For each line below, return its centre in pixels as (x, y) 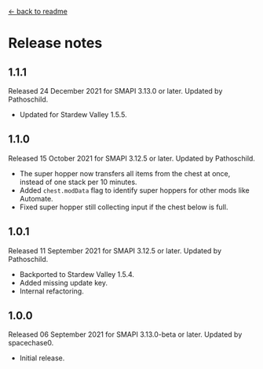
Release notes (55, 43)
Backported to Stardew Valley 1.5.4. (77, 274)
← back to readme (38, 11)
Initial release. (42, 358)
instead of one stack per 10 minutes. (78, 182)
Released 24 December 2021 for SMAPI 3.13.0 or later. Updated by (115, 91)
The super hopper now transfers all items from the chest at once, (125, 173)
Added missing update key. (64, 282)
